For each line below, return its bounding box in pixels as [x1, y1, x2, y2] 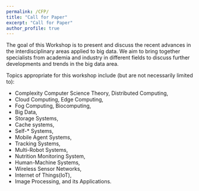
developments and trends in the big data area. [6, 61, 119, 68]
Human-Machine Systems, [14, 159, 80, 166]
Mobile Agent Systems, [14, 134, 72, 141]
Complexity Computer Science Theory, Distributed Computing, [14, 90, 169, 97]
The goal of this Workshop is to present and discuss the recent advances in [6, 42, 191, 49]
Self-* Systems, [14, 128, 54, 135]
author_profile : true [6, 25, 60, 31]
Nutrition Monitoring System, [14, 152, 86, 160]
